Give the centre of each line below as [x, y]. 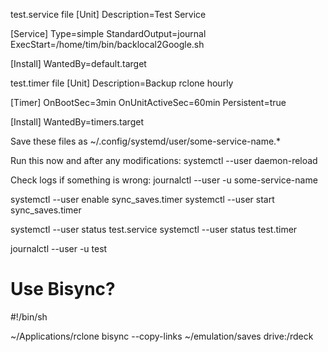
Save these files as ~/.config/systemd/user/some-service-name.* [146, 141]
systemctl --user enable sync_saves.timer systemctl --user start [142, 199]
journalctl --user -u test [59, 248]
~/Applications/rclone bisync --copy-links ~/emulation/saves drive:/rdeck [162, 336]
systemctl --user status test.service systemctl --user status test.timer [154, 229]
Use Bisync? [63, 289]
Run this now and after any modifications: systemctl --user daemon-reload [164, 160]
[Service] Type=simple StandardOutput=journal [108, 33]
